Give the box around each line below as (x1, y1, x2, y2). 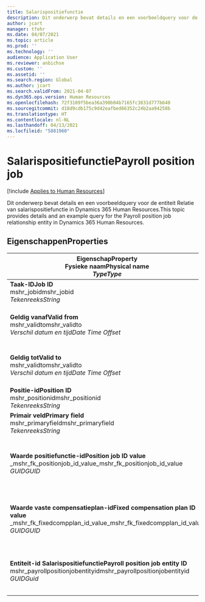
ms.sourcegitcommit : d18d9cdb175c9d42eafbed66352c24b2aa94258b (7, 105, 171, 112)
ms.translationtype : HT (7, 111, 68, 117)
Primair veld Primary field (10, 411, 85, 420)
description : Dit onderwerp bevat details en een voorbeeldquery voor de (7, 15, 198, 21)
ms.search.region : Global (7, 77, 72, 83)
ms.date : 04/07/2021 (7, 32, 60, 38)
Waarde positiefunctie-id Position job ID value (10, 451, 146, 460)
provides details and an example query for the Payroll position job (7, 212, 172, 220)
